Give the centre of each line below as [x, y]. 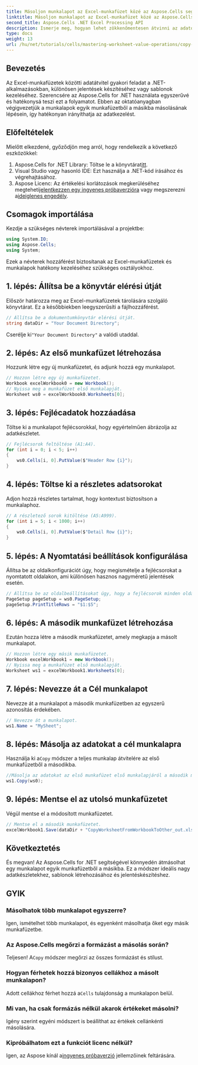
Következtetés [33, 848]
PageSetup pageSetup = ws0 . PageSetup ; [54, 599]
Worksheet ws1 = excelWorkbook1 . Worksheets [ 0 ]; [66, 671]
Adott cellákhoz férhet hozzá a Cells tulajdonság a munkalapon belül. [90, 993]
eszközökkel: [22, 153]
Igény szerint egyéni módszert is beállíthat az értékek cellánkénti [85, 1021]
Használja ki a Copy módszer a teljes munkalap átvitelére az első [83, 758]
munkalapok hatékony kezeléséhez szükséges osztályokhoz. [80, 268]
